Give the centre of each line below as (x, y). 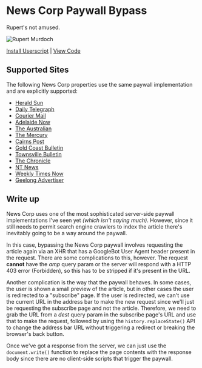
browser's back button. (35, 333)
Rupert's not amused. (33, 27)
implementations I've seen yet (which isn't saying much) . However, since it (99, 220)
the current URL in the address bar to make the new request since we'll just (100, 301)
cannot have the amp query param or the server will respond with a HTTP (99, 264)
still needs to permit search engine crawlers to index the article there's (94, 226)
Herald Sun (29, 102)
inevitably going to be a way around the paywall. (67, 233)
